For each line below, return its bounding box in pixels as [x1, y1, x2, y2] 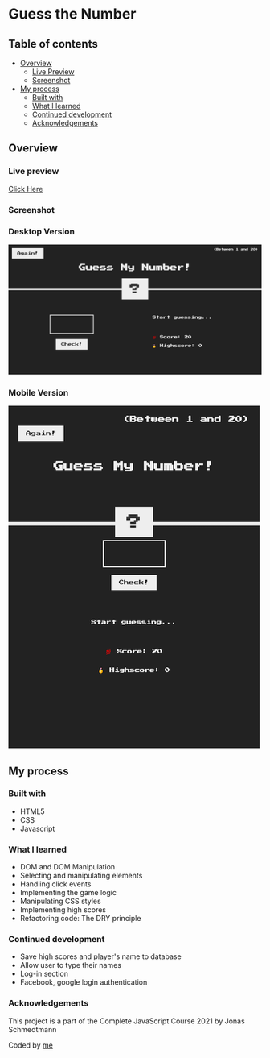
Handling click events [19, 879, 92, 889]
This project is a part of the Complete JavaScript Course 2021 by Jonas [8, 1016, 245, 1026]
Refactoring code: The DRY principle [19, 914, 141, 923]
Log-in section [19, 969, 68, 979]
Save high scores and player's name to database [19, 952, 182, 961]
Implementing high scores [19, 905, 107, 915]
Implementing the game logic [19, 888, 117, 898]
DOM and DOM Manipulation [19, 862, 116, 872]
